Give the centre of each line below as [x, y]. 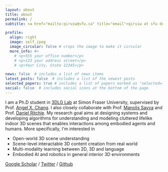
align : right [23, 37]
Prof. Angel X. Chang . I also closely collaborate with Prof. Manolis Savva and [84, 107]
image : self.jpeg [28, 42]
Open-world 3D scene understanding [51, 138]
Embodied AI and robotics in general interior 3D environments [76, 154]
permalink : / [19, 19]
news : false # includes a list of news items [54, 74]
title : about [19, 14]
